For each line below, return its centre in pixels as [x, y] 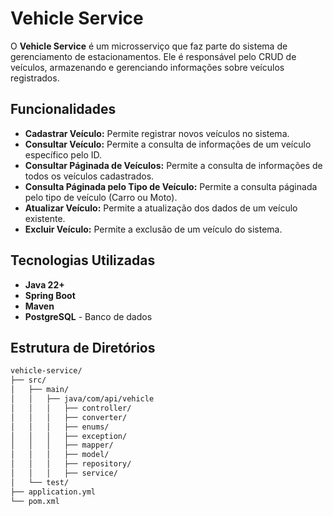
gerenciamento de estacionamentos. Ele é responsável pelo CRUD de [153, 56]
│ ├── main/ [40, 390]
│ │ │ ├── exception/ [69, 436]
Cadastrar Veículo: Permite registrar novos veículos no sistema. [157, 133]
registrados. [35, 78]
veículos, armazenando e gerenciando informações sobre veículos [147, 67]
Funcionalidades [63, 109]
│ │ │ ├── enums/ [60, 427]
